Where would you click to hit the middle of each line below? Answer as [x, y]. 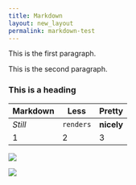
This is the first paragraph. [52, 54]
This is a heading [42, 90]
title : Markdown [35, 16]
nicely [111, 124]
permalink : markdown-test [52, 31]
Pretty [111, 111]
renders [77, 124]
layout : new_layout [41, 23]
